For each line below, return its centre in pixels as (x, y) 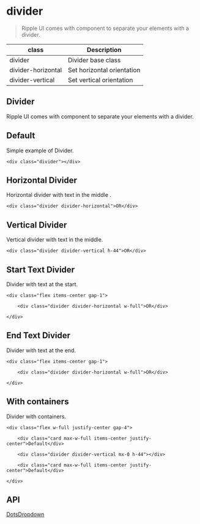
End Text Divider (39, 335)
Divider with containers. (36, 416)
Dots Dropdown (25, 514)
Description (104, 50)
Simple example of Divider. (40, 150)
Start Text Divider (41, 269)
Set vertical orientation (101, 79)
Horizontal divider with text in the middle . (59, 195)
